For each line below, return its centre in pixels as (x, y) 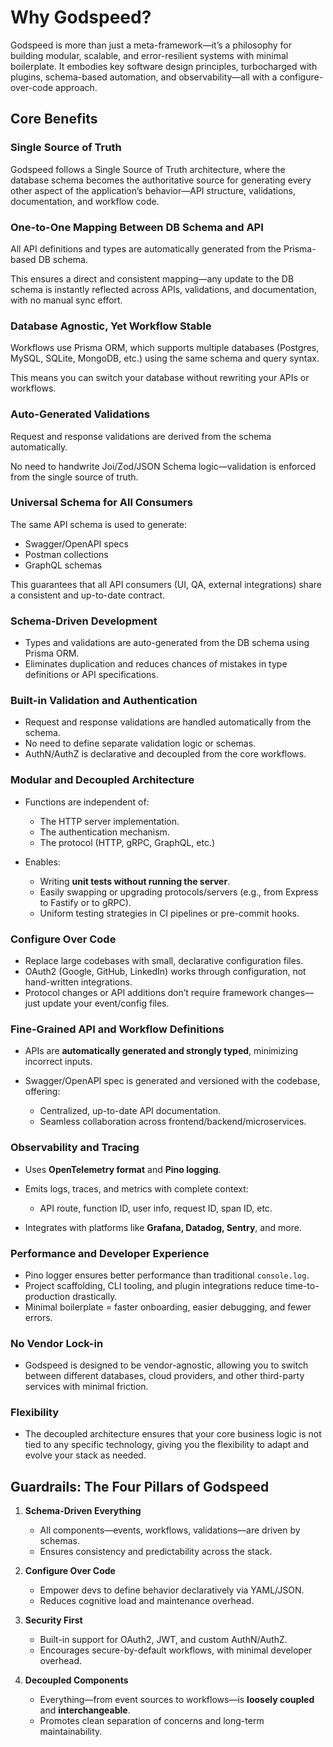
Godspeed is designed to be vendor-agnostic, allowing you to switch (166, 1365)
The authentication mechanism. (104, 832)
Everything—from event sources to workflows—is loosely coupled (177, 1700)
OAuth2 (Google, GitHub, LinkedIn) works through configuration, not (165, 971)
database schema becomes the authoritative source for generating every (161, 180)
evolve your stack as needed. (85, 1455)
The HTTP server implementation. (109, 821)
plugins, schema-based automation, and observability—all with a (144, 77)
